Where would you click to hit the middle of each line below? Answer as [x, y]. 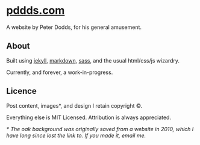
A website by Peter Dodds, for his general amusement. [74, 27]
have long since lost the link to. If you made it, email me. [76, 135]
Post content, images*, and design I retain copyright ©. [74, 105]
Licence [22, 91]
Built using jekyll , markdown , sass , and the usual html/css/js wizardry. [93, 60]
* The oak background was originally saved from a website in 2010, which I [100, 129]
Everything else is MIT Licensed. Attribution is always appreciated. [89, 117]
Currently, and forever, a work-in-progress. [60, 72]
